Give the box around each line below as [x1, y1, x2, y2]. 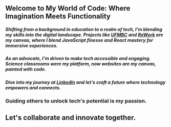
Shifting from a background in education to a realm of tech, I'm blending [5, 26, 163, 32]
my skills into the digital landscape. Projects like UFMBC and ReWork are [5, 32, 164, 38]
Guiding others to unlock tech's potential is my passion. [5, 97, 147, 105]
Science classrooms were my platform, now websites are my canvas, [5, 61, 156, 67]
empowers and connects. [5, 84, 61, 91]
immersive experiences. [5, 42, 58, 48]
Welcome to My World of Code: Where [5, 4, 131, 13]
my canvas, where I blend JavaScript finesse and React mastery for [5, 37, 154, 43]
